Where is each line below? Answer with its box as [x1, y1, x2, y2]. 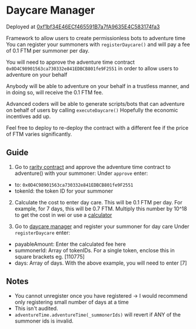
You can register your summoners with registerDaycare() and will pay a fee [6, 41, 190, 48]
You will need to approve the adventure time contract [6, 58, 135, 66]
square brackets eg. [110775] [14, 253, 85, 260]
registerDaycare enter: [14, 229, 71, 236]
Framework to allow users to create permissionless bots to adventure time [6, 34, 186, 41]
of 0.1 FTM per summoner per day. [6, 47, 89, 54]
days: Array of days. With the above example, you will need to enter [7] [14, 259, 187, 266]
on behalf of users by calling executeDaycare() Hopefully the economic [6, 106, 178, 113]
